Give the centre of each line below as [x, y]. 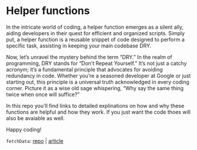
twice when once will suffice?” [43, 94]
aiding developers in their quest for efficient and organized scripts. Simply [96, 33]
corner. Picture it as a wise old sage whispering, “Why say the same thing [95, 88]
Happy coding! [24, 129]
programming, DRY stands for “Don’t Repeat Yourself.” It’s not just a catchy [96, 63]
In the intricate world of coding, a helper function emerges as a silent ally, [95, 27]
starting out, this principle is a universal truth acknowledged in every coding [98, 82]
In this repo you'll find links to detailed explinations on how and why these [95, 105]
